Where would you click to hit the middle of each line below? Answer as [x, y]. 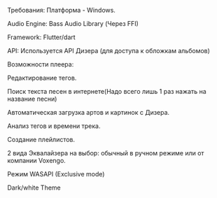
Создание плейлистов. [41, 140]
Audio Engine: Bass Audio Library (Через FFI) [73, 23]
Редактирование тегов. [42, 78]
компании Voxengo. [37, 161]
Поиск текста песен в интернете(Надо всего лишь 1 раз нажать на [107, 91]
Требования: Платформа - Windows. [61, 10]
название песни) [32, 99]
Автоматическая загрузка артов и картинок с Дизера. [89, 112]
